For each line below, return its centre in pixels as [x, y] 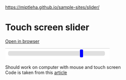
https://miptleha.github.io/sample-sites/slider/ [52, 7]
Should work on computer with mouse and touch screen [63, 67]
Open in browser [22, 41]
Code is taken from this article [36, 72]
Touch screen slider [47, 27]
